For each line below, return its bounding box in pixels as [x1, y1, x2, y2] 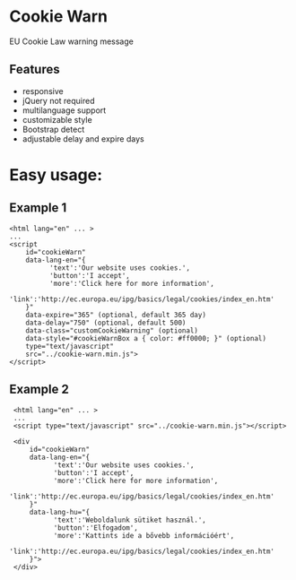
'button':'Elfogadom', [53, 523, 139, 532]
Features [9, 62, 60, 77]
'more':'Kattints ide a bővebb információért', [53, 531, 235, 540]
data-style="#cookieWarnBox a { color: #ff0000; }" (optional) [25, 333, 267, 342]
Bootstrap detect [22, 124, 85, 134]
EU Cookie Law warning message [9, 36, 135, 47]
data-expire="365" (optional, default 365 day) [25, 310, 206, 319]
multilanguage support [22, 105, 107, 116]
